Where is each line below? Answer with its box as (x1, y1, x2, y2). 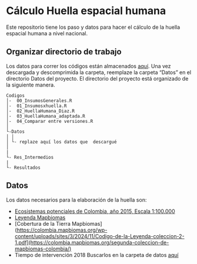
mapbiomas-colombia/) (14, 245, 72, 252)
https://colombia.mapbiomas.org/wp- (16, 226, 108, 233)
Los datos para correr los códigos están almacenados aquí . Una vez (6, 62, 172, 69)
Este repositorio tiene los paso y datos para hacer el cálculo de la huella (6, 24, 181, 31)
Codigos (6, 92, 25, 98)
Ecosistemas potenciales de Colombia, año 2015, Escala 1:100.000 (14, 208, 175, 215)
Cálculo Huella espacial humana (6, 4, 166, 18)
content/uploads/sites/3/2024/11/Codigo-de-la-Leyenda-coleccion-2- (14, 232, 185, 239)
